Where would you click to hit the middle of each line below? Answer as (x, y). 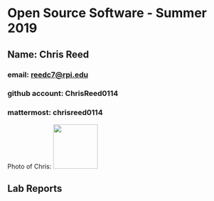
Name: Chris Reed (48, 54)
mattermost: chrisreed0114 (55, 113)
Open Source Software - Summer (107, 13)
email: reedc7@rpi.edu (48, 75)
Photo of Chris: (30, 166)
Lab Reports (35, 189)
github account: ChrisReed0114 (63, 94)
